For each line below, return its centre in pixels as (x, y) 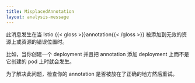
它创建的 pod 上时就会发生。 (40, 61)
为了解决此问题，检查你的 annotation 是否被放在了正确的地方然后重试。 (92, 74)
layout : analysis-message (37, 17)
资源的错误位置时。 (44, 41)
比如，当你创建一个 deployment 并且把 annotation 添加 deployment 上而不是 (98, 54)
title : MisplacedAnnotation (40, 11)
